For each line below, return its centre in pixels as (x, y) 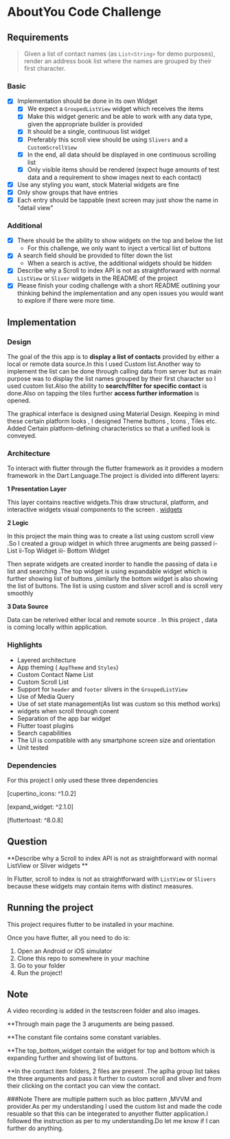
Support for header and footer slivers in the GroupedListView (102, 689)
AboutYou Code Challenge (84, 12)
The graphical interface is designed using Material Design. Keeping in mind (113, 414)
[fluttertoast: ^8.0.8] (35, 820)
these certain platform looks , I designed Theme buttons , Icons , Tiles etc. (112, 421)
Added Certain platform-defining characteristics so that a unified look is (109, 428)
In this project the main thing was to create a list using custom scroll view (111, 536)
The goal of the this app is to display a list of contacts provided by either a (113, 357)
